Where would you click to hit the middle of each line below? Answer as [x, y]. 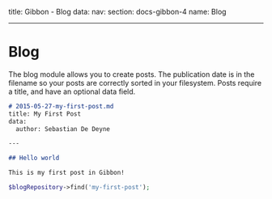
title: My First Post [45, 114]
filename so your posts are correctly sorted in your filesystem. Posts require [135, 83]
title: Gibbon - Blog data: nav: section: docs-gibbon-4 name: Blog [117, 12]
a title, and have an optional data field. [72, 91]
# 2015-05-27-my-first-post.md [61, 106]
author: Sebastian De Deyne [63, 129]
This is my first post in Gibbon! [67, 173]
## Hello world [34, 158]
